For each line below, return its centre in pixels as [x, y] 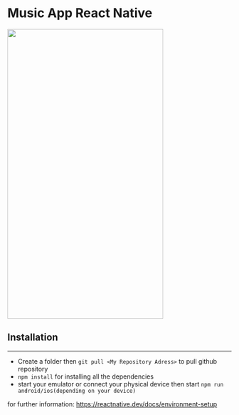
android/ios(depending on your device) [77, 391]
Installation [33, 338]
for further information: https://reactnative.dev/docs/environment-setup [112, 404]
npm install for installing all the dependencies [86, 376]
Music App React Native [80, 13]
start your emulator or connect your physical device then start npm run [121, 384]
